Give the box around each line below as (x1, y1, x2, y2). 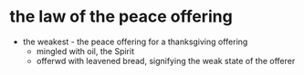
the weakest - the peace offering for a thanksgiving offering (22, 36, 248, 47)
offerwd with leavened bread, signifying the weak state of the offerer (36, 55, 296, 66)
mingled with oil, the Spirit (36, 45, 135, 56)
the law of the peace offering (9, 6, 233, 27)
